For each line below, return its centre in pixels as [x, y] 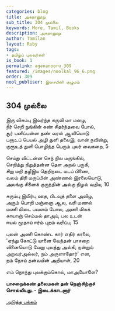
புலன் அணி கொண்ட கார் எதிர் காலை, [48, 234]
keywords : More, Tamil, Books [43, 28]
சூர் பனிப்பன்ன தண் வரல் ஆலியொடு [48, 133]
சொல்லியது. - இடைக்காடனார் [39, 290]
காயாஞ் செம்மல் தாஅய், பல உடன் [44, 215]
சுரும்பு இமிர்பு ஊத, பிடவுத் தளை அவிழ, [50, 196]
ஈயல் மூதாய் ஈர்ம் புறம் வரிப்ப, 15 [42, 222]
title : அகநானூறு [26, 17]
